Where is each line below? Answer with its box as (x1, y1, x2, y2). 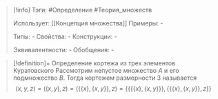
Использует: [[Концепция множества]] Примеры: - (12, 19, 163, 27)
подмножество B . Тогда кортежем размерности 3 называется (12, 74, 197, 82)
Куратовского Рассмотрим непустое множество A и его (12, 67, 180, 74)
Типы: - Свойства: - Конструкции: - (12, 32, 118, 41)
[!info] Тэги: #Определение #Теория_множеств (12, 6, 152, 14)
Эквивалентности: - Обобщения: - (12, 46, 115, 54)
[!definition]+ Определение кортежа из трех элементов (12, 59, 176, 67)
